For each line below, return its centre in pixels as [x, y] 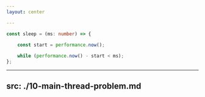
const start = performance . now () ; [61, 45]
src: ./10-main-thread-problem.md [74, 86]
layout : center [26, 12]
